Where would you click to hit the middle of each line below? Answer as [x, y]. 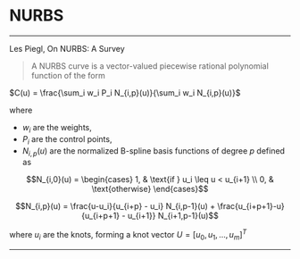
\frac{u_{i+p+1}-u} [251, 206]
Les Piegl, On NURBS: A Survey [67, 48]
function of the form [68, 75]
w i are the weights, [57, 128]
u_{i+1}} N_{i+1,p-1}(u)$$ [173, 216]
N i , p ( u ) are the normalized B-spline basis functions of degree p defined [154, 151]
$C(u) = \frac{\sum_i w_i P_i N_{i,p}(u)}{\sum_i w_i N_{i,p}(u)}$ [125, 92]
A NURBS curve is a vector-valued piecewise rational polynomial [150, 66]
